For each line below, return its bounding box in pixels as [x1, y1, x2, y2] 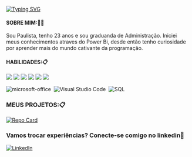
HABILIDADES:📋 [6, 58, 48, 65]
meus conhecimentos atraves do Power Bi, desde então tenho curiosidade [6, 38, 186, 45]
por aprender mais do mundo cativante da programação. [6, 45, 143, 52]
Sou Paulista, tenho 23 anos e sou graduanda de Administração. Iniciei [6, 32, 177, 39]
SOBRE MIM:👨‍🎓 [6, 19, 45, 26]
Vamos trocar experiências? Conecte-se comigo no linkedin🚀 [6, 131, 185, 139]
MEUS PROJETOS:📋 [6, 101, 66, 109]
